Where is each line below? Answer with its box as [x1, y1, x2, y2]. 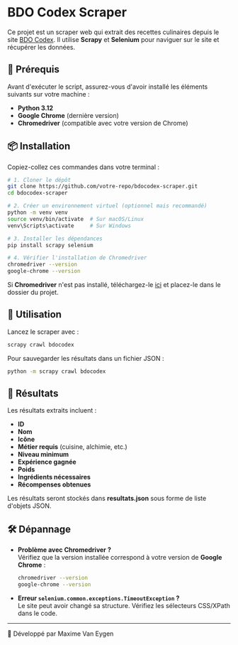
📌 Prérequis [7, 63, 60, 75]
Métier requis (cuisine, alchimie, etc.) [17, 443, 127, 451]
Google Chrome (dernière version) [17, 111, 119, 119]
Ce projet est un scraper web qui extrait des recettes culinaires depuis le [7, 28, 220, 36]
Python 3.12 [17, 104, 54, 112]
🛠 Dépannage [7, 523, 72, 535]
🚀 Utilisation [7, 308, 62, 320]
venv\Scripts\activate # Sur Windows [7, 222, 132, 229]
